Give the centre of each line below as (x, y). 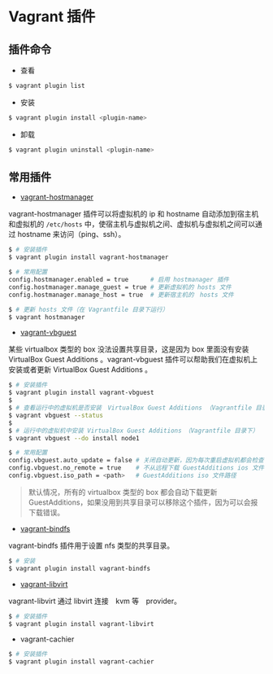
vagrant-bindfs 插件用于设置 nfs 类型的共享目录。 (91, 545)
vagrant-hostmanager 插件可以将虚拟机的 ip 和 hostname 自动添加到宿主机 (134, 214)
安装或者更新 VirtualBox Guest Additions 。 (80, 370)
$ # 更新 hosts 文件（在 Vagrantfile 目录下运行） (89, 309)
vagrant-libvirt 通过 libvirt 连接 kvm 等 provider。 (95, 601)
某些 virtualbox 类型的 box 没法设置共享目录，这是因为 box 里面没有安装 (129, 349)
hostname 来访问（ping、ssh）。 (71, 234)
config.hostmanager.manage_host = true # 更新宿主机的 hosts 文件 (121, 295)
